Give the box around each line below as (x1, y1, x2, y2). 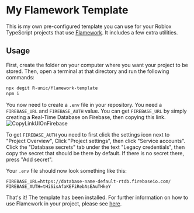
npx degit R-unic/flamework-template (6, 85, 98, 91)
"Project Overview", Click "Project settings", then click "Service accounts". (6, 137, 186, 144)
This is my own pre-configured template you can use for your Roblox (6, 23, 172, 30)
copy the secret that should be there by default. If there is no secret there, (6, 149, 184, 156)
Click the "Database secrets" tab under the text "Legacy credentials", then (6, 144, 185, 151)
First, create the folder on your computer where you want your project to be (6, 61, 188, 68)
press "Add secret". (6, 156, 53, 163)
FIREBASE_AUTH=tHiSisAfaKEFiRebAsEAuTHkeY (6, 183, 111, 190)
